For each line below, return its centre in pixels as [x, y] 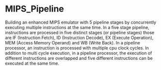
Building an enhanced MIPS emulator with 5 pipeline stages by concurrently [81, 22]
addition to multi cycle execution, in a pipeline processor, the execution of [79, 53]
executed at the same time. [32, 63]
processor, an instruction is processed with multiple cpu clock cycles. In [77, 48]
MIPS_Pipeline [35, 9]
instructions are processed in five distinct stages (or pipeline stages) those [80, 32]
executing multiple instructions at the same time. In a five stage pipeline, [77, 27]
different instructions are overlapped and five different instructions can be [79, 58]
